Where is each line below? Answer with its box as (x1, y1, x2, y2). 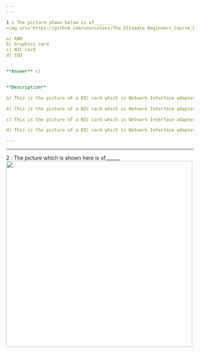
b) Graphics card (6, 41, 49, 48)
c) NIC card (6, 47, 36, 53)
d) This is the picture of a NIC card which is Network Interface (6, 127, 174, 133)
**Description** (6, 84, 46, 90)
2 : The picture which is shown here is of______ (6, 154, 120, 161)
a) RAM (6, 36, 23, 42)
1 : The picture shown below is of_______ (6, 19, 113, 26)
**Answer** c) (6, 68, 42, 74)
